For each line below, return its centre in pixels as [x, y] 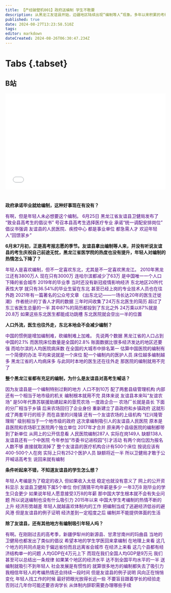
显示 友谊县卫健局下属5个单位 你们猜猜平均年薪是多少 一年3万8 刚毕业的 [85, 487]
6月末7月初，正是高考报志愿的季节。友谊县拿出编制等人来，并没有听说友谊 [84, 246]
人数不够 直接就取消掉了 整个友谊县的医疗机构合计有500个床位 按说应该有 [83, 446]
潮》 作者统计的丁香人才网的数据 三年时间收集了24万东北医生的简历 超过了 [83, 301]
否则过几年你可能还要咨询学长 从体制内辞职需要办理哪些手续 [68, 585]
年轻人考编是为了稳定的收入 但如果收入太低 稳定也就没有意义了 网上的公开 [83, 481]
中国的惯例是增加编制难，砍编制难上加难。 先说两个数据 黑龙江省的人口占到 [84, 336]
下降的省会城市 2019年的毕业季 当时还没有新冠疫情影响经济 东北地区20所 [82, 283]
